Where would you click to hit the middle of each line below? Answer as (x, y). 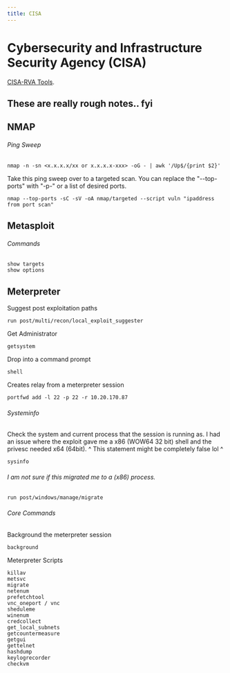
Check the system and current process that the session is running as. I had (114, 435)
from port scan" (30, 204)
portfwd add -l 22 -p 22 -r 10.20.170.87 (68, 397)
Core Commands (31, 513)
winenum (18, 615)
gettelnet (21, 645)
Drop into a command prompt (49, 359)
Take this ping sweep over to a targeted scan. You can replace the (101, 178)
